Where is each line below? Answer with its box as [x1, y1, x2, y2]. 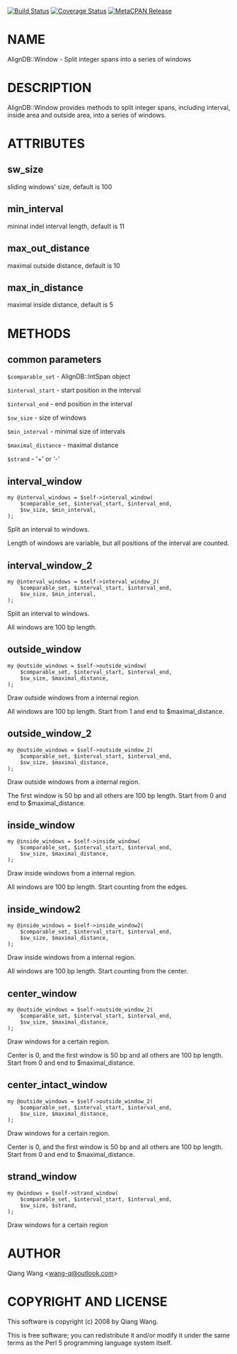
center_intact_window [7, 1079, 108, 1091]
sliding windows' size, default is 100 [7, 182, 112, 191]
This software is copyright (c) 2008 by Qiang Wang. [7, 1317, 158, 1326]
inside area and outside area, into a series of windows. [7, 111, 166, 119]
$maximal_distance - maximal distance [7, 441, 119, 449]
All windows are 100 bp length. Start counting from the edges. [7, 883, 188, 891]
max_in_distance [7, 281, 83, 293]
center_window [7, 987, 77, 1000]
